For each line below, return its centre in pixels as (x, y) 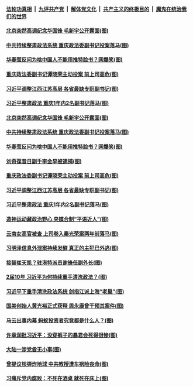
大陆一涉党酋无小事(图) (34, 350)
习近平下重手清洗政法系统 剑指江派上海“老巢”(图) (65, 291)
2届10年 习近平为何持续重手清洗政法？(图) (57, 277)
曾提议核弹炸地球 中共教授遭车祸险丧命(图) (57, 364)
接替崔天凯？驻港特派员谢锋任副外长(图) (54, 262)
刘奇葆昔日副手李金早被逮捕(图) (44, 161)
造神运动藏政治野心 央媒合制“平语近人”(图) (58, 219)
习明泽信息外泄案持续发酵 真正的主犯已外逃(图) (62, 248)
